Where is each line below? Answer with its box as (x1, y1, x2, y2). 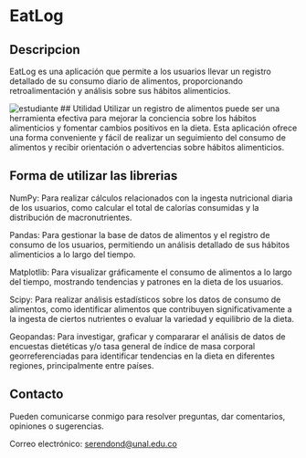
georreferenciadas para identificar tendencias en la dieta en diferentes (9, 350, 276, 361)
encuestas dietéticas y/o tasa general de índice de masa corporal (9, 340, 256, 351)
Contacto (9, 387, 64, 402)
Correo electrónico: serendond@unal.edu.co (9, 438, 178, 449)
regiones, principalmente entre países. (9, 359, 154, 370)
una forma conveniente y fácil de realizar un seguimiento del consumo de (9, 132, 286, 142)
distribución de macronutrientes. (9, 212, 132, 223)
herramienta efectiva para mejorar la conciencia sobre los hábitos (9, 113, 258, 123)
